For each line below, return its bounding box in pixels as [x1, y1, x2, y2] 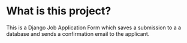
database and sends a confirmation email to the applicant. [6, 30, 150, 37]
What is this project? [6, 4, 111, 18]
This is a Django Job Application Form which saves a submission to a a [6, 24, 182, 31]
